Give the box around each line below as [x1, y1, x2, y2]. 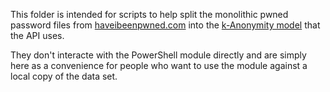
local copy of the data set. [10, 70, 118, 82]
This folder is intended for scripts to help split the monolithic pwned [10, 9, 289, 20]
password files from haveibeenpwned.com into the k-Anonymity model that [10, 19, 321, 31]
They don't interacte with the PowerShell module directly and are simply [10, 49, 307, 61]
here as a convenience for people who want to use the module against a [10, 60, 308, 71]
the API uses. [10, 30, 65, 41]
